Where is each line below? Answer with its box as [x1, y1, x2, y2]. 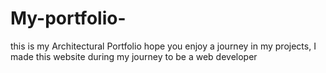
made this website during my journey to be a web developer [10, 50, 258, 62]
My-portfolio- [10, 7, 127, 30]
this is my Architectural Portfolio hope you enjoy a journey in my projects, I [10, 40, 317, 52]
